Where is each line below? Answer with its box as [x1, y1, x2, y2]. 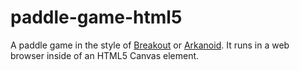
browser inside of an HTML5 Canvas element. [10, 49, 200, 61]
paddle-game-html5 [10, 6, 183, 29]
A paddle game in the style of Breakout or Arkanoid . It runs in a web [10, 39, 290, 51]
